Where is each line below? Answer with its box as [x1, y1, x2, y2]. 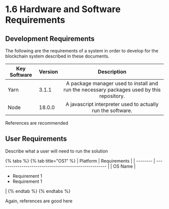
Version [39, 68, 58, 75]
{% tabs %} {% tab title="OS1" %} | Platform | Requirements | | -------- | [5, 158, 155, 164]
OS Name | [113, 163, 136, 169]
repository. [99, 92, 125, 99]
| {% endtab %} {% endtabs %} [5, 188, 71, 194]
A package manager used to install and [66, 80, 158, 87]
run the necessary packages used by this [63, 86, 161, 93]
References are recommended [5, 120, 68, 126]
